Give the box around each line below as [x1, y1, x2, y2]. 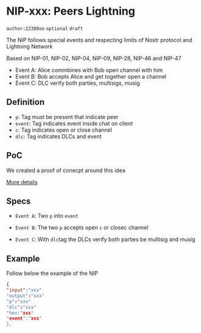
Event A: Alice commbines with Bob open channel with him [15, 66, 163, 74]
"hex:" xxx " [6, 310, 34, 316]
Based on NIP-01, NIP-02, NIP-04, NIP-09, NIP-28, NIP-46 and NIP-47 [6, 54, 182, 62]
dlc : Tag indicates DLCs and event [15, 132, 102, 140]
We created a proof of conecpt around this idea [6, 167, 126, 174]
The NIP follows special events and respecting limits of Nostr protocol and [6, 36, 192, 43]
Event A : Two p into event [15, 212, 79, 220]
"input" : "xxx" [6, 287, 43, 293]
